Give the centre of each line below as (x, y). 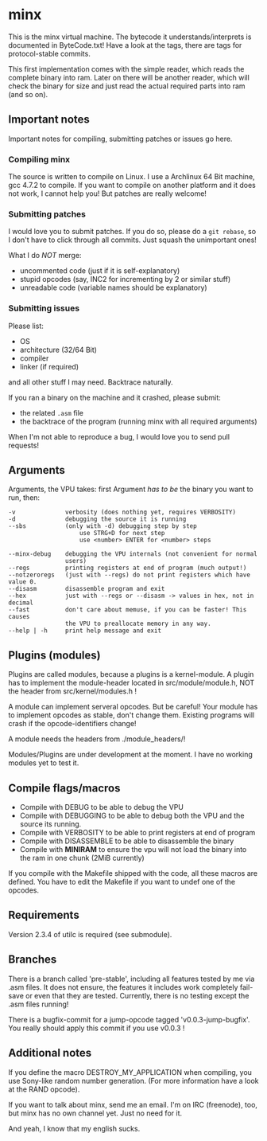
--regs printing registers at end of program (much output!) (128, 568)
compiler (34, 358)
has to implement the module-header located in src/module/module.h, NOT (132, 683)
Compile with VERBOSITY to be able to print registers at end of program (137, 833)
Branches (33, 960)
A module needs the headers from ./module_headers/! (97, 739)
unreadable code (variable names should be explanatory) (114, 287)
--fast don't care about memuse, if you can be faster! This (128, 610)
